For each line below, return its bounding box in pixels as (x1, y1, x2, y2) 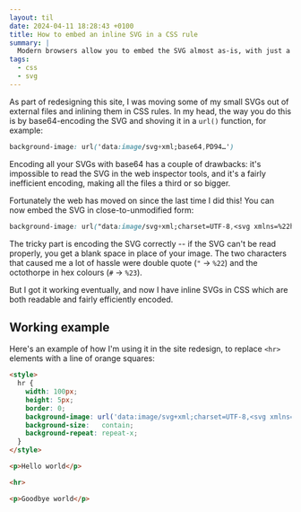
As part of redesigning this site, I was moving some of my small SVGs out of (9, 96, 289, 107)
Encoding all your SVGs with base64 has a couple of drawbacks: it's (9, 158, 262, 169)
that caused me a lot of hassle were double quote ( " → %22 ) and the (9, 257, 258, 268)
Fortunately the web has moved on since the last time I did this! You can (9, 195, 275, 206)
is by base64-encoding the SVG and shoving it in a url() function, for (9, 115, 267, 126)
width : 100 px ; (25, 387, 78, 396)
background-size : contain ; (25, 420, 134, 429)
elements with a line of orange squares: (9, 353, 155, 364)
